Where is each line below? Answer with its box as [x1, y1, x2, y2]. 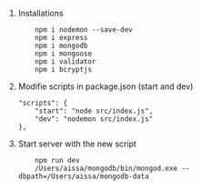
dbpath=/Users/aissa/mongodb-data [17, 172, 149, 181]
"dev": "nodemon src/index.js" [35, 115, 154, 124]
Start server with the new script [17, 138, 136, 149]
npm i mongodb [35, 41, 88, 50]
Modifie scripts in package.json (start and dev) [17, 81, 194, 92]
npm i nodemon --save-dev [35, 25, 134, 35]
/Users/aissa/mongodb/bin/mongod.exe [35, 164, 177, 173]
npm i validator [35, 57, 96, 66]
